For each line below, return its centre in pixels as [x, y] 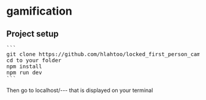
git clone [21, 54]
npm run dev [24, 72]
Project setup [33, 34]
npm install [24, 66]
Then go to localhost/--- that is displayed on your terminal [80, 90]
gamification [39, 11]
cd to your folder [34, 60]
